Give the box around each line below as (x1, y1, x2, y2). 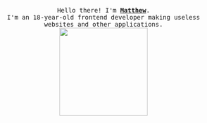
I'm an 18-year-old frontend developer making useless (6, 13, 201, 21)
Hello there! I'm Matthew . (56, 6, 151, 14)
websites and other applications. (44, 20, 163, 28)
